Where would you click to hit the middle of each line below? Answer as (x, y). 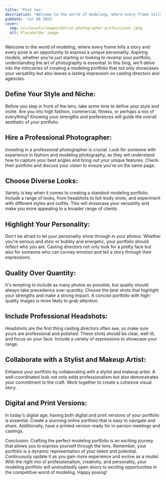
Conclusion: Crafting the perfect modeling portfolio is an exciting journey (79, 440)
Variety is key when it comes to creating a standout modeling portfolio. (77, 193)
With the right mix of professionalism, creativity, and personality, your (76, 462)
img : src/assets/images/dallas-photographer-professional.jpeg (76, 28)
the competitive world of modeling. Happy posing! (56, 472)
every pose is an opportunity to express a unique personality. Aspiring (77, 52)
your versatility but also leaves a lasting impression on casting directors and (82, 73)
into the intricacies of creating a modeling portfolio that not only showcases (82, 68)
